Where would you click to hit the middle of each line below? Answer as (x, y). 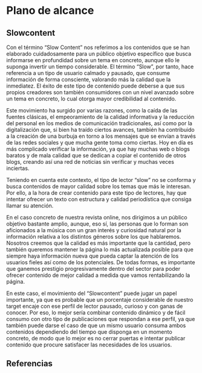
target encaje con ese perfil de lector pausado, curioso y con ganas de (95, 306)
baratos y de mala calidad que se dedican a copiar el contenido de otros (96, 155)
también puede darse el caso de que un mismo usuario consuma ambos (96, 325)
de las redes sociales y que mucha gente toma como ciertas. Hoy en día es (100, 142)
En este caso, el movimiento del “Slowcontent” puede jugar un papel (92, 293)
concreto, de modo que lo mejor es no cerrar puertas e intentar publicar (96, 338)
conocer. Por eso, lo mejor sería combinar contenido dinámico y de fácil (96, 313)
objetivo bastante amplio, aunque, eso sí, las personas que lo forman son (97, 224)
